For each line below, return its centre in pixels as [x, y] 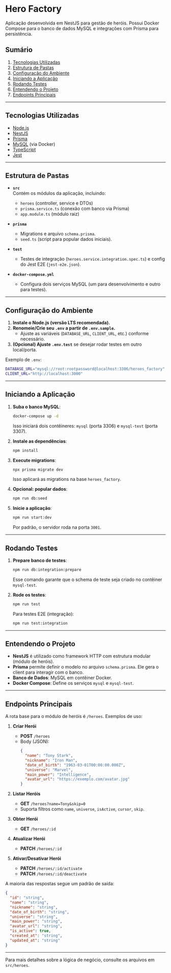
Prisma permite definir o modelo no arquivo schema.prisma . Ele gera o [85, 667]
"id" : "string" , [27, 898]
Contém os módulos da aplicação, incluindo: [59, 193]
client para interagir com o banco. [48, 672]
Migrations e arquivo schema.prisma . [58, 234]
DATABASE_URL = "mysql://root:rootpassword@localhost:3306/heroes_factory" [85, 369]
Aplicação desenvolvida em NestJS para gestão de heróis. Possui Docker [82, 23]
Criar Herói [24, 726]
